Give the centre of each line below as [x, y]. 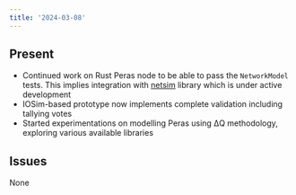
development [47, 94]
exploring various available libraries [88, 133]
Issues [28, 161]
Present [32, 54]
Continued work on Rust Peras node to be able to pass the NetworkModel [155, 75]
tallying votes [47, 114]
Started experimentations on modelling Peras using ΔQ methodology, [150, 123]
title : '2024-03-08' [48, 18]
